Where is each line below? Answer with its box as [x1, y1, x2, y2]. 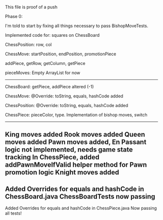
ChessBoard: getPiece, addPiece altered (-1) [5, 84, 94, 89]
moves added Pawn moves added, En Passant [5, 138, 147, 146]
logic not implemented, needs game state [5, 145, 133, 154]
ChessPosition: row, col [5, 42, 52, 47]
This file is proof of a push [5, 4, 58, 10]
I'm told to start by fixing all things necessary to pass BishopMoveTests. [5, 23, 148, 29]
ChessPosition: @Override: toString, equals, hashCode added [5, 103, 129, 108]
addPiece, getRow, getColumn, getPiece [5, 61, 86, 66]
